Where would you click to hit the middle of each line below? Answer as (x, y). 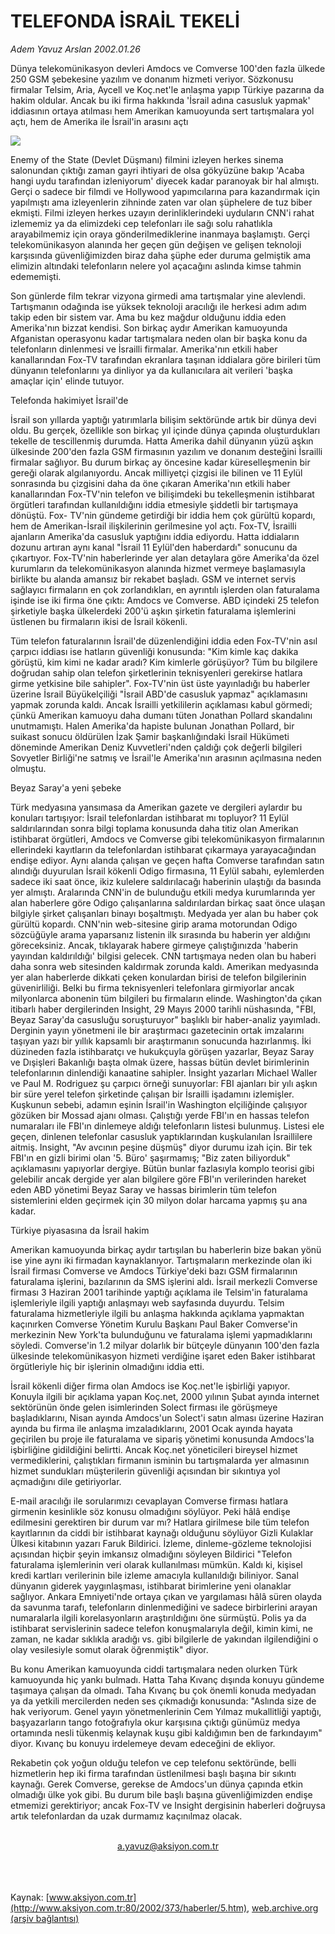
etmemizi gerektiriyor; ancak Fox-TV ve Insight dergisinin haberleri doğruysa (168, 1805)
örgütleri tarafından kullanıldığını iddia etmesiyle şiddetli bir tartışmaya (154, 504)
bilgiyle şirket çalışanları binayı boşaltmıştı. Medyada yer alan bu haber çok (164, 913)
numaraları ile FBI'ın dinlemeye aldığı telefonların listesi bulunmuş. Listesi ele (167, 1126)
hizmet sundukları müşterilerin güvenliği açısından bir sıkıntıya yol (145, 1471)
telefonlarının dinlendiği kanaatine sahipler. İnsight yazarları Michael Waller (164, 1072)
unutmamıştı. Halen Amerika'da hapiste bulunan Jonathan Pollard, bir (152, 726)
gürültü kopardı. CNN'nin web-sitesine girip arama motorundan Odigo (154, 924)
